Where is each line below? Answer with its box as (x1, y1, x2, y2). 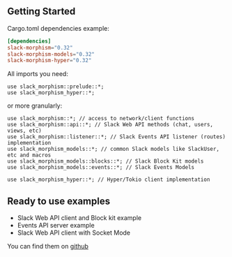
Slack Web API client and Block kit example (17, 214, 141, 222)
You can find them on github (7, 242, 89, 251)
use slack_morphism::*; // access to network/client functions (7, 115, 195, 122)
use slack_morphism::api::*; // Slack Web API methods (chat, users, (7, 122, 214, 128)
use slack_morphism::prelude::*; (7, 83, 105, 90)
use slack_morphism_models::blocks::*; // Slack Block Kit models (7, 158, 204, 165)
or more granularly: (7, 101, 63, 110)
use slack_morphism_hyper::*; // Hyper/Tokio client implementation (7, 176, 210, 184)
